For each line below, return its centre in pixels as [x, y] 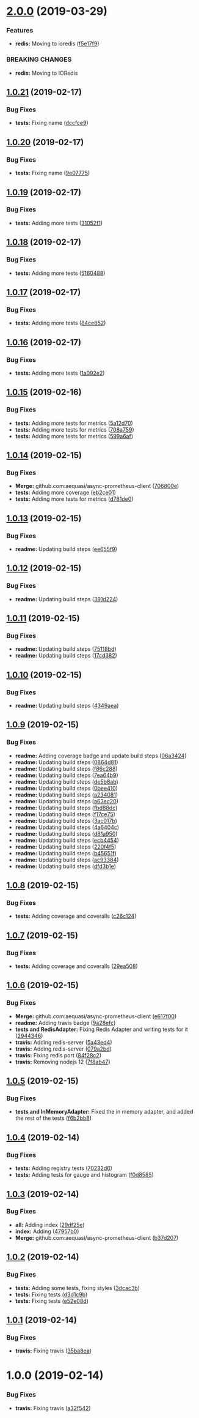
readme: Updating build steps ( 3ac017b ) [66, 820]
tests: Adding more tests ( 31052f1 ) [59, 223]
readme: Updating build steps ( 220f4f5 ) [66, 847]
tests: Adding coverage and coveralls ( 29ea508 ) [77, 966]
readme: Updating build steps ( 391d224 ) [67, 599]
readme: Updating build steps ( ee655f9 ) [66, 549]
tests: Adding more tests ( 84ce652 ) [60, 323]
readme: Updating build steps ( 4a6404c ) [67, 827]
